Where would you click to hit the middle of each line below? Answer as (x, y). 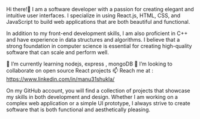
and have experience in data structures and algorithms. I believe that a (93, 40)
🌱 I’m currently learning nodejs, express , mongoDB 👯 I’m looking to (89, 64)
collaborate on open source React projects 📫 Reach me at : (80, 71)
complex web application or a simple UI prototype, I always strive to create (98, 103)
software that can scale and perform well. (57, 52)
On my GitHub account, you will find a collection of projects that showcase (98, 90)
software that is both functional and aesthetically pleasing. (78, 109)
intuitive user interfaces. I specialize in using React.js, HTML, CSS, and (93, 15)
